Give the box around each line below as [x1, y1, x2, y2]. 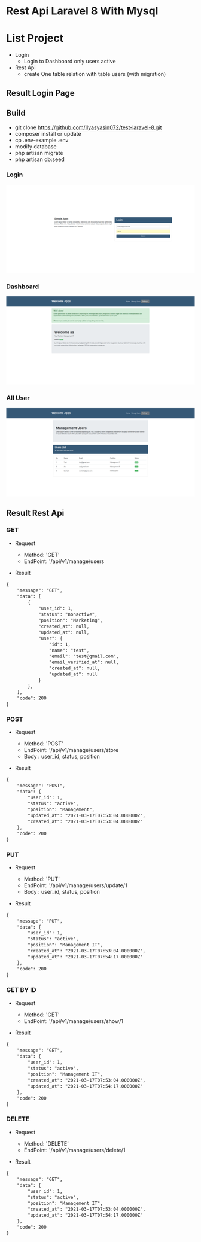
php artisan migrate [14, 150, 63, 157]
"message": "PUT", [17, 918, 63, 924]
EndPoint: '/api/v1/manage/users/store [23, 746, 119, 753]
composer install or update [14, 130, 81, 138]
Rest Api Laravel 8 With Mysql [6, 4, 159, 18]
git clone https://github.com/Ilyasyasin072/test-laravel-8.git [14, 124, 162, 131]
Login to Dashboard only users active [23, 58, 116, 65]
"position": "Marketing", [38, 617, 103, 623]
